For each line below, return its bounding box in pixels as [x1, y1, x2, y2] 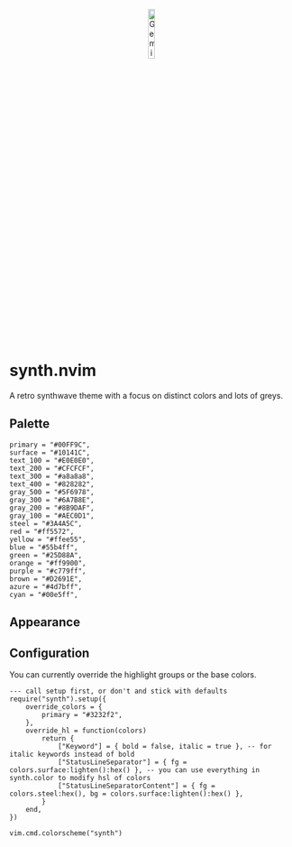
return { [41, 733, 75, 743]
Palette [9, 416, 50, 432]
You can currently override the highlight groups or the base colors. [9, 668, 257, 680]
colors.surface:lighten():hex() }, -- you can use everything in [9, 765, 260, 775]
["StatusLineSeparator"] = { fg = [57, 758, 187, 767]
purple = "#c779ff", [9, 566, 87, 575]
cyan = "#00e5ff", [9, 590, 78, 599]
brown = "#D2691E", [9, 574, 83, 584]
